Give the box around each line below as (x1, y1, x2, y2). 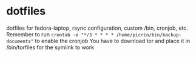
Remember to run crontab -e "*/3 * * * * (6, 30, 114, 38)
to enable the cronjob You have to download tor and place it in (35, 37, 190, 44)
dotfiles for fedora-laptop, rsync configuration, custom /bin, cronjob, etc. (6, 24, 188, 32)
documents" (6, 38, 34, 44)
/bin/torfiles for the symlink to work (6, 44, 95, 51)
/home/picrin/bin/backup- (116, 32, 182, 38)
